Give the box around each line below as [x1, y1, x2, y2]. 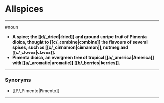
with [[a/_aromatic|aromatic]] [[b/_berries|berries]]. [12, 60, 121, 66]
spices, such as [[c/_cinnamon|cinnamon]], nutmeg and [12, 44, 128, 50]
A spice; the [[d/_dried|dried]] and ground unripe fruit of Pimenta [12, 33, 147, 40]
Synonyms [5, 77, 31, 83]
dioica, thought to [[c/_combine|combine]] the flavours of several [12, 39, 148, 45]
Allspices [5, 3, 44, 15]
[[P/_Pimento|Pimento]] [12, 88, 60, 94]
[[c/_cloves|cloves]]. [12, 49, 56, 55]
